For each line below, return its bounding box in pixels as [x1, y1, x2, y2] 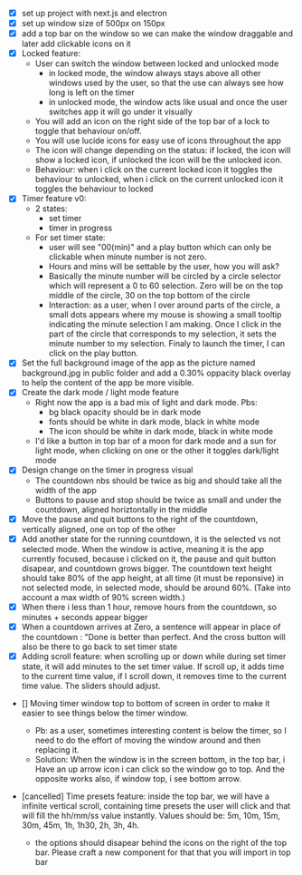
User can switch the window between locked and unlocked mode [34, 58, 279, 69]
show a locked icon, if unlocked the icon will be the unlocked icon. [34, 154, 282, 166]
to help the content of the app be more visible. [21, 377, 195, 388]
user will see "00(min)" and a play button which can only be [48, 242, 272, 253]
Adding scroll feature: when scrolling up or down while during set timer [21, 650, 287, 661]
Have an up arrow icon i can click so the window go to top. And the [34, 763, 286, 774]
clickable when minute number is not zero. [48, 251, 207, 262]
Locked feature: [21, 48, 81, 59]
